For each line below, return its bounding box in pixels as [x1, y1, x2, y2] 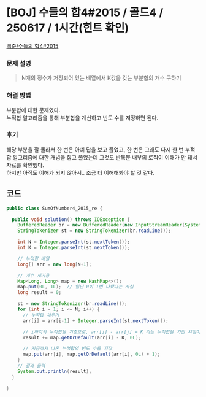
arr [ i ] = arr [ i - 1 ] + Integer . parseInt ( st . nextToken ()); [22, 317, 169, 324]
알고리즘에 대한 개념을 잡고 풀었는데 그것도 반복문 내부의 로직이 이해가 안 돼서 [12, 153, 198, 161]
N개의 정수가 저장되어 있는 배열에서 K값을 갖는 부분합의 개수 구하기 [21, 74, 181, 82]
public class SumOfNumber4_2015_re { [6, 205, 103, 212]
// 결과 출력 [17, 363, 46, 369]
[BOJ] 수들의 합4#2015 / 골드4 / [6, 6, 164, 20]
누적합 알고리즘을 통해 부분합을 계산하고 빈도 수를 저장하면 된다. [6, 114, 159, 121]
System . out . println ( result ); [17, 368, 92, 374]
